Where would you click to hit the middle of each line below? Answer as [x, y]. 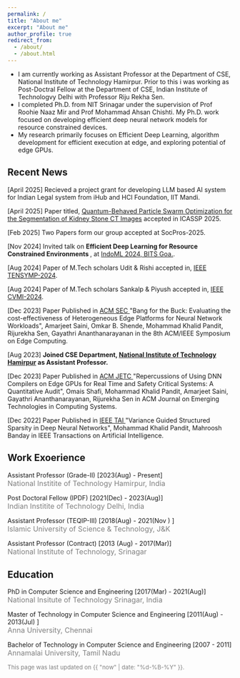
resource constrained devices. [62, 127]
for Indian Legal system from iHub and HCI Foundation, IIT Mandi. [104, 197]
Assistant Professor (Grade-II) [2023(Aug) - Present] [85, 475]
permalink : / [27, 14]
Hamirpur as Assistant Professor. [58, 362]
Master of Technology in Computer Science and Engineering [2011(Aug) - [115, 614]
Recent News [37, 172]
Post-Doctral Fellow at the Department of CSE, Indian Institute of [112, 89]
